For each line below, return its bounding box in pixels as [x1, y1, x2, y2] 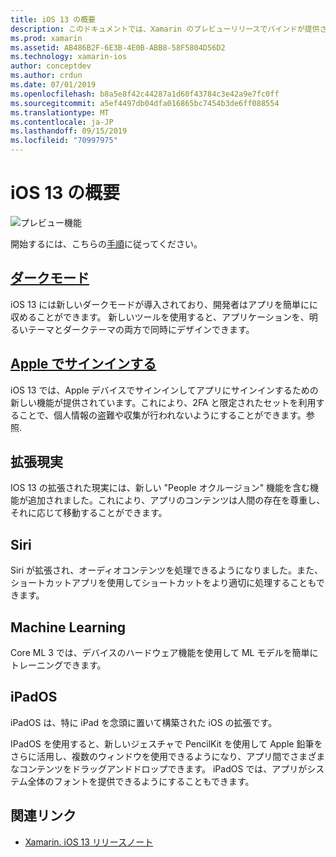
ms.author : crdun [10, 71, 83, 81]
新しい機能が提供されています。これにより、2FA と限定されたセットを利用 [10, 396, 317, 408]
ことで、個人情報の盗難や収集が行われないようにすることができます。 [18, 409, 307, 421]
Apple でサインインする [10, 356, 157, 373]
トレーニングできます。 [10, 659, 107, 671]
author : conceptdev [10, 61, 92, 71]
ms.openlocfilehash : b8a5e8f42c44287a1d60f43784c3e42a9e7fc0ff [10, 89, 280, 99]
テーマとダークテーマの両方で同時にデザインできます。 [27, 323, 255, 335]
